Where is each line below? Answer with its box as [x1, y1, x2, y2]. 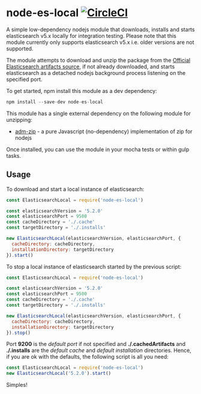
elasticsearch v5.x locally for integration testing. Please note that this [6, 32, 177, 39]
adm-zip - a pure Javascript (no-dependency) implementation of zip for [14, 128, 193, 135]
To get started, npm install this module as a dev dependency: [6, 87, 157, 94]
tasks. [6, 152, 22, 159]
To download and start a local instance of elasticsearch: [6, 185, 145, 193]
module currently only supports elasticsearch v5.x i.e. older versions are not [6, 38, 194, 46]
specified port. [6, 76, 43, 83]
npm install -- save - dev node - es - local [6, 99, 103, 105]
